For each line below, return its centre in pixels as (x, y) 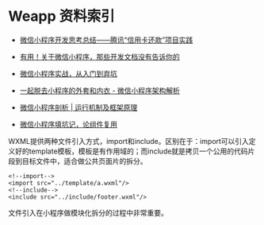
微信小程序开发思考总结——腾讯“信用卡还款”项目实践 (106, 40)
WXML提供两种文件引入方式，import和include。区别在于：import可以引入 (129, 141)
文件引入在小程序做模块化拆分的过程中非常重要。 (88, 212)
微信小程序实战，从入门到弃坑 (68, 73)
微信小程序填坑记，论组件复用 (68, 124)
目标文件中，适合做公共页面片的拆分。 (84, 161)
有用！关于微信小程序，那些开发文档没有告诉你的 (99, 56)
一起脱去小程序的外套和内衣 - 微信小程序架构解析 (100, 90)
